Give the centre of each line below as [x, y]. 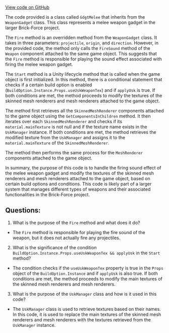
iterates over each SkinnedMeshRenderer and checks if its [64, 121]
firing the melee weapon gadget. [39, 64]
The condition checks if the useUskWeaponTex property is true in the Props [88, 268]
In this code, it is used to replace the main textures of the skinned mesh [87, 314]
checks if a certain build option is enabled [49, 85]
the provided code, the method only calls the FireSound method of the [78, 48]
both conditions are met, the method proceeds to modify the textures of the [84, 96]
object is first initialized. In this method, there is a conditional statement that [84, 79]
